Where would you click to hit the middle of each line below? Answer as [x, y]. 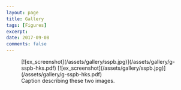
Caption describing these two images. [68, 81]
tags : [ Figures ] [26, 25]
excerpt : [17, 32]
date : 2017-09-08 [28, 38]
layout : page [22, 13]
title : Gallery [25, 19]
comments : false [26, 44]
